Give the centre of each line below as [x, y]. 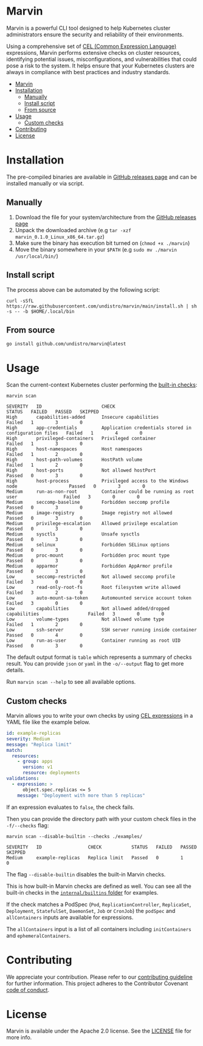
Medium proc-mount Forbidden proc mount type [88, 556]
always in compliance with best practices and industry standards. [88, 72]
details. [15, 670]
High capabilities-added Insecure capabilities [83, 418]
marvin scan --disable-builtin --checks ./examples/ [74, 836]
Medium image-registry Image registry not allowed [89, 513]
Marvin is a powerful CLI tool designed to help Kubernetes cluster [88, 28]
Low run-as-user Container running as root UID [94, 641]
